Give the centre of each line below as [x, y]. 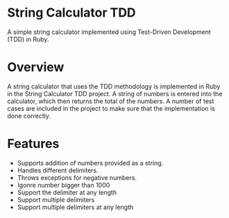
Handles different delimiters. [58, 170]
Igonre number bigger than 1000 [63, 185]
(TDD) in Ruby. [28, 39]
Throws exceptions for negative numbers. [77, 177]
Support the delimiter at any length [67, 192]
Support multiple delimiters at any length [75, 207]
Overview [36, 67]
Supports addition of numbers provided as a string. [90, 163]
